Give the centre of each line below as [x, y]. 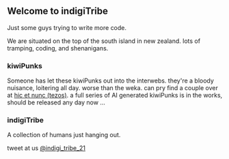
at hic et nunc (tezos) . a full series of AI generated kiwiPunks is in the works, [115, 96]
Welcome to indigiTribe [57, 11]
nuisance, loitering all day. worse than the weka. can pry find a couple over [113, 88]
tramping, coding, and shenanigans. [58, 48]
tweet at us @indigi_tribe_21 [46, 148]
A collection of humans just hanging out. [64, 135]
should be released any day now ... [56, 102]
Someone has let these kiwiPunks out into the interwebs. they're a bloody [110, 81]
